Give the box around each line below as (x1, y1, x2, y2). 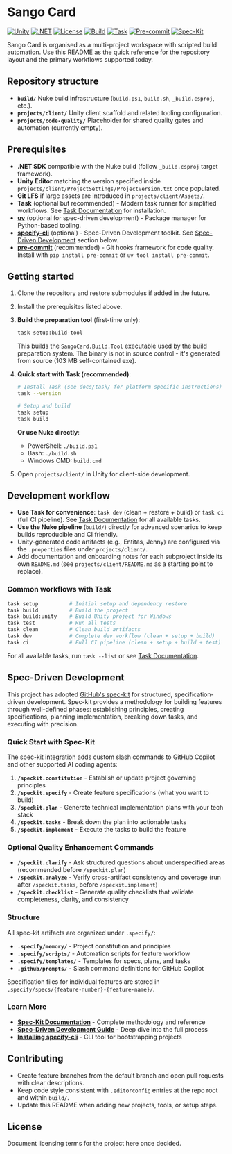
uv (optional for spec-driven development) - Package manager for (17, 213, 206, 222)
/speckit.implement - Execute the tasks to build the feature (17, 825, 186, 833)
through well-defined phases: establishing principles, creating (7, 705, 184, 713)
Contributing (7, 1053, 64, 1064)
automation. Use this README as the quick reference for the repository (7, 48, 210, 56)
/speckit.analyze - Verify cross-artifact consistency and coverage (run (17, 873, 222, 882)
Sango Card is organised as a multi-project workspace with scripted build (7, 40, 217, 49)
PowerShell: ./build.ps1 (27, 442, 98, 450)
